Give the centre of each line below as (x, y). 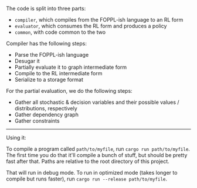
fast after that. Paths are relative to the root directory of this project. (88, 161)
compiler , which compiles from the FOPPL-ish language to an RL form (99, 20)
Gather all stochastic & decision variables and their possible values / (97, 102)
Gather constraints (37, 121)
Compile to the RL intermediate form (58, 73)
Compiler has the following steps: (46, 43)
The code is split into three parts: (46, 8)
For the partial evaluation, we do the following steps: (69, 91)
